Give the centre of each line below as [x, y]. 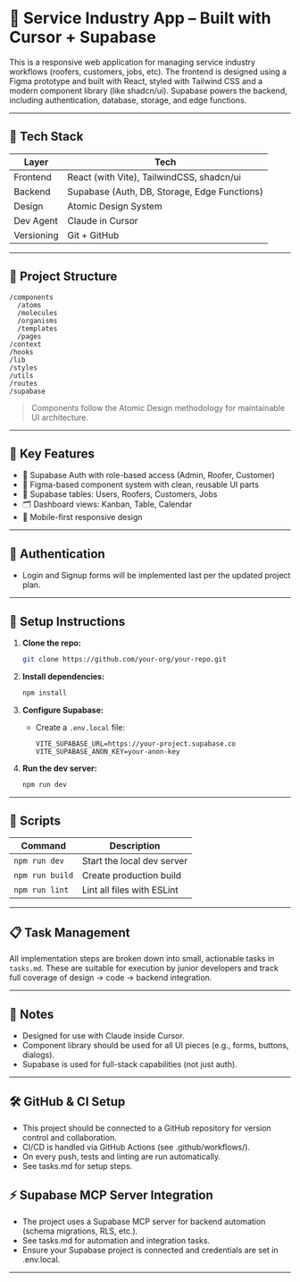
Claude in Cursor [103, 220]
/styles [24, 368]
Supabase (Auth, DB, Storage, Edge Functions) [165, 192]
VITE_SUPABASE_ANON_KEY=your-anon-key [108, 751]
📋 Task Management [70, 932]
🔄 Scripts [35, 821]
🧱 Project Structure [63, 277]
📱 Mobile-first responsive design [82, 517]
